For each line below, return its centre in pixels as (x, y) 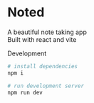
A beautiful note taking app (47, 32)
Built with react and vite (42, 39)
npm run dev (25, 92)
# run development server (46, 86)
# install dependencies (43, 66)
